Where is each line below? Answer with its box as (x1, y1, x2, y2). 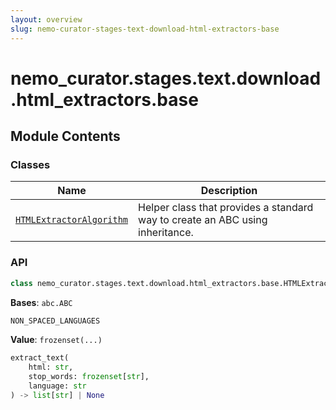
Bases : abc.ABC (10, 296, 73, 308)
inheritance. (138, 226, 194, 240)
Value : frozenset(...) (10, 334, 103, 346)
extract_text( (10, 353, 70, 363)
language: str (28, 381, 87, 391)
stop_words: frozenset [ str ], (28, 372, 150, 382)
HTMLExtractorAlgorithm (15, 214, 129, 226)
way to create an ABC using (138, 213, 268, 227)
